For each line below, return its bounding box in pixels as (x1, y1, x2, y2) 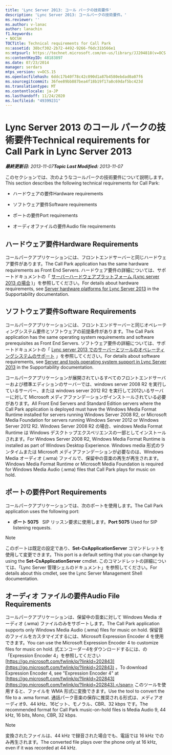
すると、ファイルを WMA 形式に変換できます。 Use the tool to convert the (9, 688, 165, 695)
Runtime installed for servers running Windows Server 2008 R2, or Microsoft (5, 411, 167, 418)
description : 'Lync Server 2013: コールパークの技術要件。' (5, 12, 127, 17)
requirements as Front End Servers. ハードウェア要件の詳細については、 (5, 267, 157, 273)
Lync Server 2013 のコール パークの (5, 121, 157, 133)
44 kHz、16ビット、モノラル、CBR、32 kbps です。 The (30, 701, 148, 707)
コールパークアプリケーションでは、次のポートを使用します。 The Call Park (5, 502, 163, 508)
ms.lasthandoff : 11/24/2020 (5, 93, 66, 98)
